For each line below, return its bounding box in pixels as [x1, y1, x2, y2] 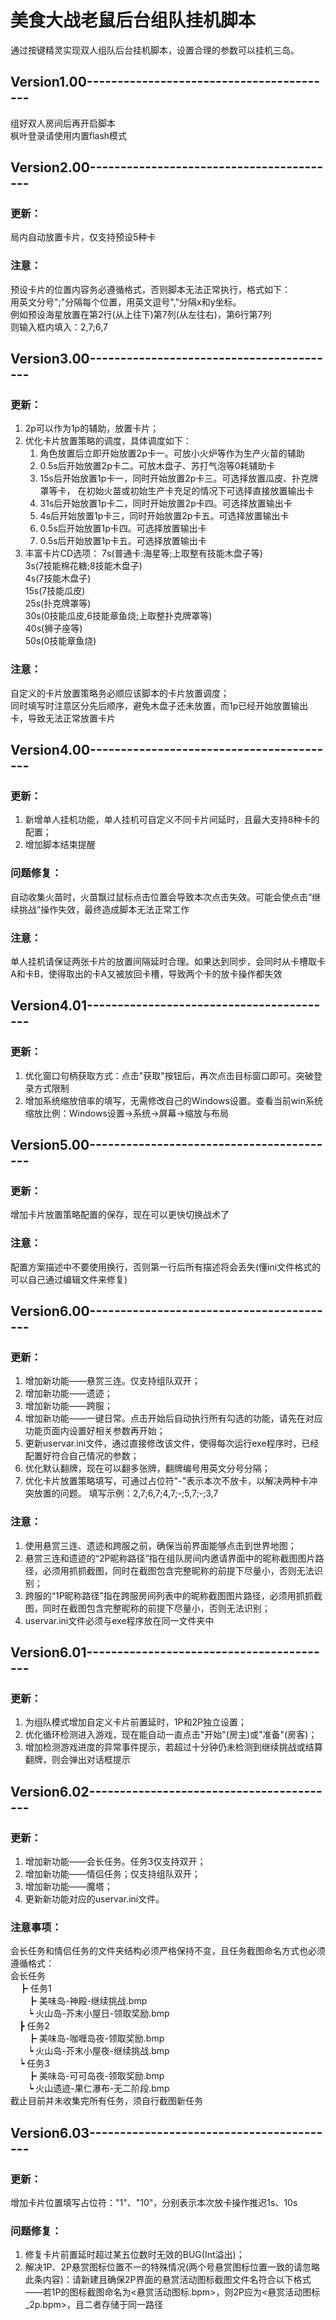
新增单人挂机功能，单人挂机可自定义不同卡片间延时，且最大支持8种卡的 [24, 814, 320, 826]
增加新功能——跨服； [24, 1400, 113, 1412]
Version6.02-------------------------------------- [10, 1783, 323, 1800]
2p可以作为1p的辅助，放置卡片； [24, 422, 160, 435]
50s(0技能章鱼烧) [24, 635, 97, 647]
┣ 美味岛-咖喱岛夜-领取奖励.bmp [28, 2032, 165, 2045]
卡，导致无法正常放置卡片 [10, 712, 116, 724]
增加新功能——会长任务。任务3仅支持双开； [24, 1856, 207, 1868]
